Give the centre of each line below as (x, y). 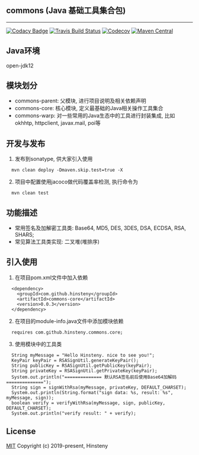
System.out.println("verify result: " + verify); (74, 413)
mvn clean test (30, 193)
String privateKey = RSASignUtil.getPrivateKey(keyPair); (85, 371)
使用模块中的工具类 (38, 344)
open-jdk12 (20, 65)
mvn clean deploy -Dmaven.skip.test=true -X (67, 170)
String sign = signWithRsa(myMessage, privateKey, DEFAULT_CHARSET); (99, 387)
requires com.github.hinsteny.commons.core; (67, 332)
